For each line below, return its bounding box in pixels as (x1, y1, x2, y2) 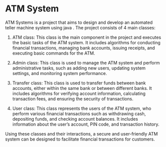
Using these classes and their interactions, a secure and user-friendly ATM (5, 131, 158, 137)
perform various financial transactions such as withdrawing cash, (12, 110, 146, 117)
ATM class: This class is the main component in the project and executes (12, 34, 162, 40)
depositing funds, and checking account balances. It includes (12, 116, 138, 122)
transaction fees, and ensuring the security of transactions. (12, 95, 134, 102)
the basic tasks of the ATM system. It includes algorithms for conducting (12, 39, 161, 45)
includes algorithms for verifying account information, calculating (12, 90, 146, 96)
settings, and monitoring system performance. (12, 70, 108, 76)
